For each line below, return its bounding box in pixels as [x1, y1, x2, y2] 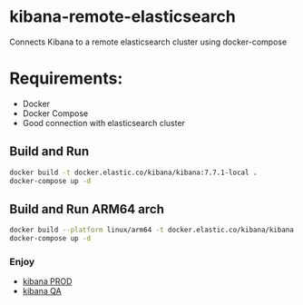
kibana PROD [22, 276, 73, 287]
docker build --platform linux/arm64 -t [9, 225, 165, 235]
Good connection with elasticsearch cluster [22, 117, 186, 128]
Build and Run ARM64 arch [9, 202, 165, 217]
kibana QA [22, 286, 62, 297]
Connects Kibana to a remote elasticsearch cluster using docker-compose [9, 36, 288, 47]
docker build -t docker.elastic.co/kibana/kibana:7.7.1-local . [9, 168, 258, 177]
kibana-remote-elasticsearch [9, 6, 236, 27]
